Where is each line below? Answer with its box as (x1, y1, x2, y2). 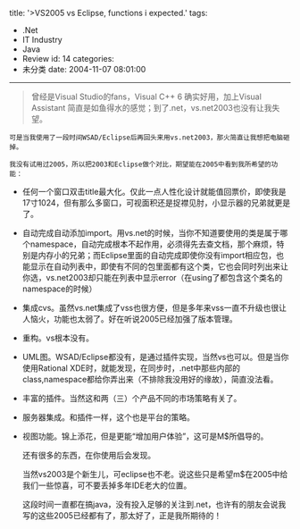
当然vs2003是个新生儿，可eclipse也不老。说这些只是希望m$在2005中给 (21, 469, 288, 479)
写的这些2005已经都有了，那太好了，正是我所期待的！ (21, 510, 222, 521)
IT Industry (21, 35, 62, 45)
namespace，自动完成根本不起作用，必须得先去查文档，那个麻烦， (29, 239, 277, 249)
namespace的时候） (21, 283, 97, 294)
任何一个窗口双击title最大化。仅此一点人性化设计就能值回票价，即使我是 (21, 187, 287, 197)
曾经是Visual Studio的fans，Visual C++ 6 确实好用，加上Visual (30, 91, 262, 102)
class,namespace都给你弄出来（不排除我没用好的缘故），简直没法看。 (21, 374, 279, 384)
